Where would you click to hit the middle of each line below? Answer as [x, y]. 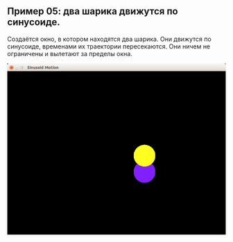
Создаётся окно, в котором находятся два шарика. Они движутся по [109, 39]
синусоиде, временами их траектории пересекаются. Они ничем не [109, 46]
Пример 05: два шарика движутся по [93, 11]
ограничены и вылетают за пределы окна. [70, 53]
